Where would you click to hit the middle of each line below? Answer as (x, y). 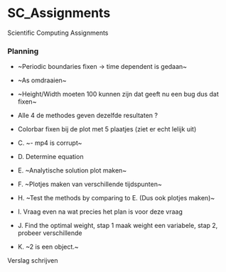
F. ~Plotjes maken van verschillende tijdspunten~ (90, 184)
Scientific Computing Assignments (58, 33)
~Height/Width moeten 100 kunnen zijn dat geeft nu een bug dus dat (118, 94)
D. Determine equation (50, 157)
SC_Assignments (59, 13)
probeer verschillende (50, 233)
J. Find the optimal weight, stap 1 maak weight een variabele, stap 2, (118, 226)
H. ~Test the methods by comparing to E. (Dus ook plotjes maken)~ (116, 198)
